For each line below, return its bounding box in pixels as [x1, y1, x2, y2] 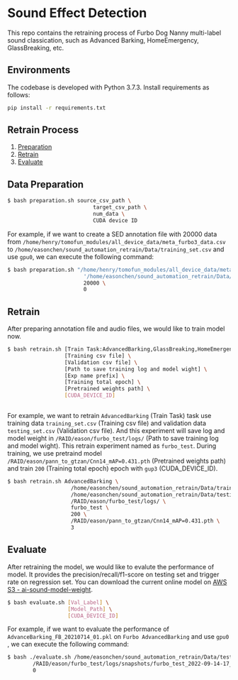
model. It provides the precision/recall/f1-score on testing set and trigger [7, 570, 220, 578]
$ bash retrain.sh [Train [7, 346, 84, 353]
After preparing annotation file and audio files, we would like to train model [7, 324, 225, 333]
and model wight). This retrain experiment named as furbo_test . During [7, 442, 217, 450]
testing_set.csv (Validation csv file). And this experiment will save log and [7, 426, 225, 434]
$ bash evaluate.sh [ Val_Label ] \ [7, 598, 110, 606]
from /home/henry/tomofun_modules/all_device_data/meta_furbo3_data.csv [7, 237, 226, 246]
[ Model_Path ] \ [67, 605, 113, 613]
